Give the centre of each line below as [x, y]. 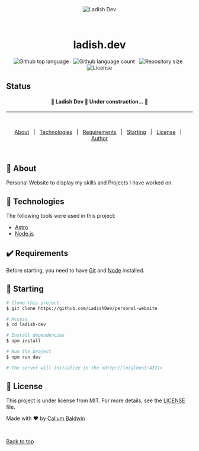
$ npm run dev [24, 357]
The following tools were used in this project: [61, 216]
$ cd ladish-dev [26, 325]
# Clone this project [33, 303]
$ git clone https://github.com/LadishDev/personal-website [82, 308]
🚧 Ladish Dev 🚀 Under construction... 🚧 [99, 101]
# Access [17, 319]
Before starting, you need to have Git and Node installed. [76, 270]
